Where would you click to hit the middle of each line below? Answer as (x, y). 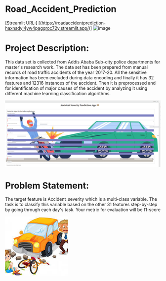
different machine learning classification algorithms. (58, 93)
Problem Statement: (47, 186)
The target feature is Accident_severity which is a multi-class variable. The (81, 199)
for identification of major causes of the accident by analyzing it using (76, 88)
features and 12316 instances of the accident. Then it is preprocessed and (81, 83)
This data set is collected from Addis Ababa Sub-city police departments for (83, 62)
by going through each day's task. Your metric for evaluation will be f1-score (83, 210)
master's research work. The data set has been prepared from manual (77, 67)
